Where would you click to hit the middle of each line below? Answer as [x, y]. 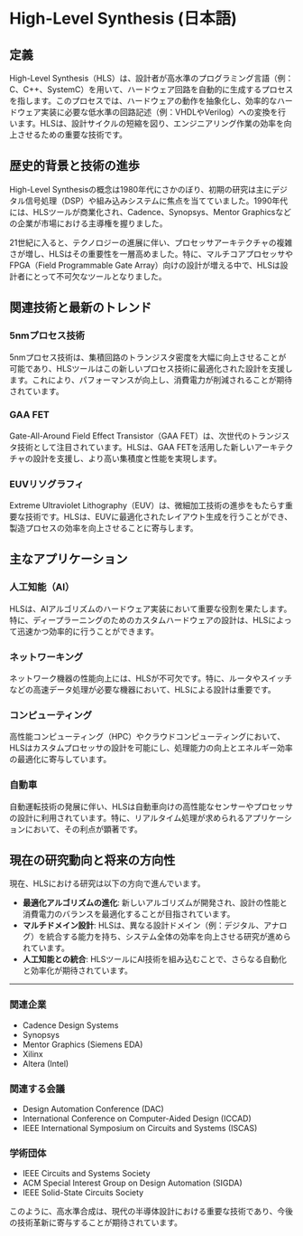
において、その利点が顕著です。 [83, 829]
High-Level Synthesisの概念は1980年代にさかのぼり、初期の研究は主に [141, 189]
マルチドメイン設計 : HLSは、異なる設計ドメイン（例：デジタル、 [143, 925]
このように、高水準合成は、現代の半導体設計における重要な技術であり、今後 [151, 1212]
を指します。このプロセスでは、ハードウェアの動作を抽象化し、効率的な [143, 101]
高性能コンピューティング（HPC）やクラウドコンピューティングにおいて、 [147, 737]
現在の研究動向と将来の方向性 [92, 860]
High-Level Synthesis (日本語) [123, 19]
